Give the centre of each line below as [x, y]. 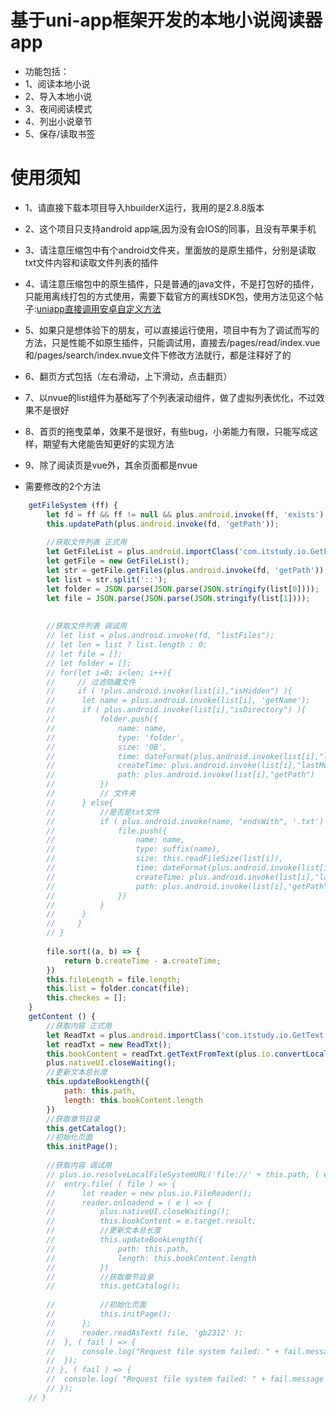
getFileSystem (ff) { [73, 505]
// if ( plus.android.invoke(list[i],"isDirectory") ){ [176, 710]
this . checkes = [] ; [87, 998]
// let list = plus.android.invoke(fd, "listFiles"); [160, 636]
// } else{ [80, 802]
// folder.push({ [102, 719]
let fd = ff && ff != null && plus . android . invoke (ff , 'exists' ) [185, 514]
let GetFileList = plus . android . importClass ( [143, 552]
